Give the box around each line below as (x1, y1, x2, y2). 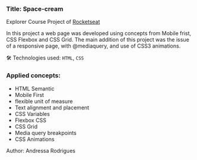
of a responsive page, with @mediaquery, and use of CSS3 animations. (6, 42, 181, 49)
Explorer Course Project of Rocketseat (6, 18, 100, 26)
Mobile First (14, 91, 45, 98)
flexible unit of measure (14, 98, 73, 105)
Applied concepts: (6, 71, 61, 80)
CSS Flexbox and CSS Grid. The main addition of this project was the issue (6, 36, 189, 43)
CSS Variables (14, 110, 50, 117)
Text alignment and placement (14, 103, 89, 111)
